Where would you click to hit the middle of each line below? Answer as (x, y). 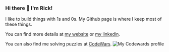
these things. (19, 24)
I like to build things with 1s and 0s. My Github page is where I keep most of (83, 19)
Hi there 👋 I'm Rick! (29, 8)
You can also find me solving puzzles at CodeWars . (59, 44)
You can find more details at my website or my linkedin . (63, 34)
